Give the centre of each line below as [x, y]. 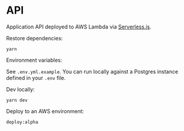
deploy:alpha [22, 122]
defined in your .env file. [36, 78]
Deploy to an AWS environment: [45, 111]
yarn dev [17, 100]
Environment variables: [34, 60]
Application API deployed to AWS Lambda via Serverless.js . [79, 27]
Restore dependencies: [35, 38]
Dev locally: [20, 89]
